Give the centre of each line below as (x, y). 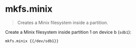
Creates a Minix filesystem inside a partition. (63, 23)
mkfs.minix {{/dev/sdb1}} (32, 41)
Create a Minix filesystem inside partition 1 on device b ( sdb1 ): (68, 32)
